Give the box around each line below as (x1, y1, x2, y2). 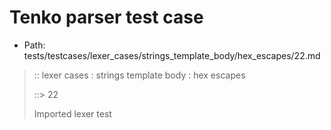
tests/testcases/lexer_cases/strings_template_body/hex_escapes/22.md (23, 49, 321, 61)
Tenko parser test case (9, 6, 204, 29)
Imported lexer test (33, 107, 112, 120)
